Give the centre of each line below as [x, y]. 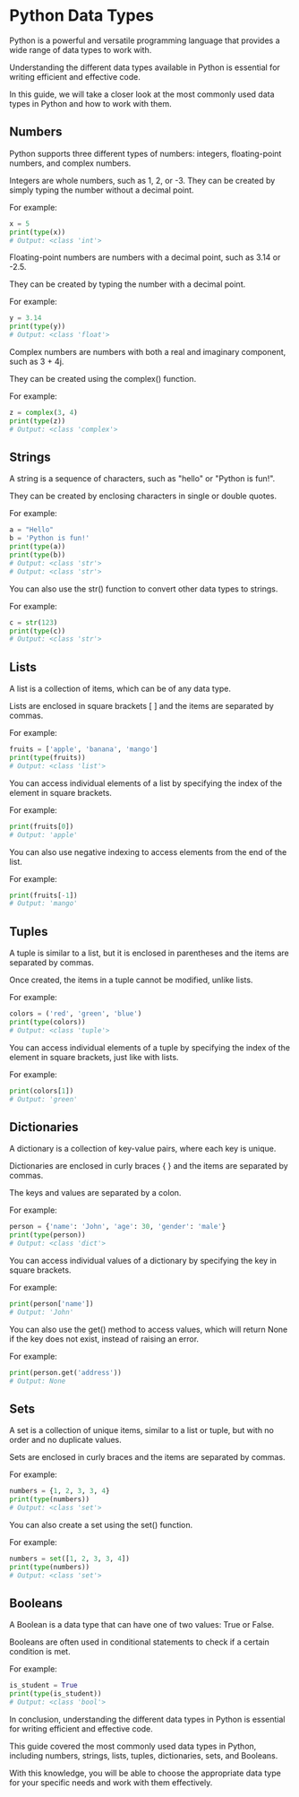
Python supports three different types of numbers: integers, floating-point [145, 153]
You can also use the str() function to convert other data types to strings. [144, 589]
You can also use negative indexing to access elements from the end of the [148, 851]
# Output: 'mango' [43, 903]
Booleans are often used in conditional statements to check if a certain [140, 1642]
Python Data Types [82, 16]
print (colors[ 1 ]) [42, 1091]
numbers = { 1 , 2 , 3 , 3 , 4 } [60, 1491]
